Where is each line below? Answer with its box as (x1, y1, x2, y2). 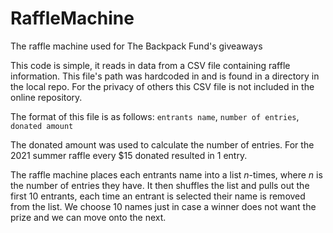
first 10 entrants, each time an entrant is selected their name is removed (10, 190, 306, 202)
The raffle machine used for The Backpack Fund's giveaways (10, 40, 263, 52)
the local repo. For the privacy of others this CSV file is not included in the (10, 80, 315, 92)
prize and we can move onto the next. (10, 211, 167, 223)
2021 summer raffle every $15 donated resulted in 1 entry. (10, 149, 248, 161)
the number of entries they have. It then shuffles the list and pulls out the (10, 179, 310, 191)
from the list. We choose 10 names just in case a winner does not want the (10, 200, 317, 212)
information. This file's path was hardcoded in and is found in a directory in (10, 70, 320, 82)
